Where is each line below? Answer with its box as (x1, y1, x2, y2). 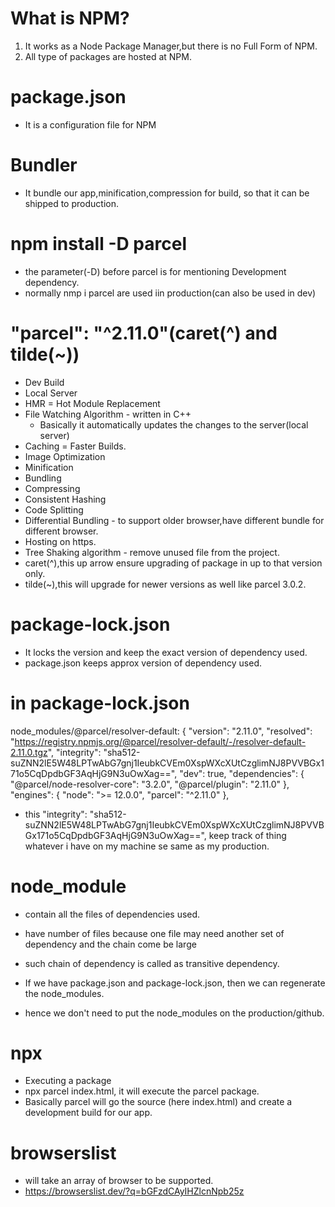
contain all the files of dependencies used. (24, 908, 201, 920)
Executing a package (24, 1075, 112, 1087)
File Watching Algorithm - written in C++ (24, 408, 192, 420)
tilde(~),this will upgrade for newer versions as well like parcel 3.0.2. (24, 578, 307, 590)
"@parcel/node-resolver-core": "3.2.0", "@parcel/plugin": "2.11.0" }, (10, 778, 290, 790)
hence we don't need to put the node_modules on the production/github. (24, 1007, 325, 1019)
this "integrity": (24, 808, 88, 820)
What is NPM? (10, 7, 130, 30)
